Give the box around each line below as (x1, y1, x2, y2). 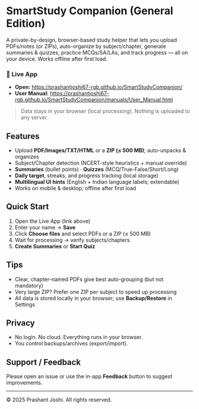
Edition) (6, 17, 46, 30)
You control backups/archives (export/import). (14, 340, 129, 347)
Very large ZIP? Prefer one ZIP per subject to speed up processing (14, 288, 177, 295)
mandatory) (14, 282, 43, 289)
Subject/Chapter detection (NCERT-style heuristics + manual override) (14, 159, 188, 167)
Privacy (6, 318, 36, 328)
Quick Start (6, 202, 49, 212)
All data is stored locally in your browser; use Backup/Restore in (14, 295, 173, 302)
